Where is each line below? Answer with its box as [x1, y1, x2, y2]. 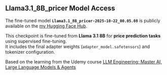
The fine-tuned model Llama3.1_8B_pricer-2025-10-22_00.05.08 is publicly [5, 17, 160, 23]
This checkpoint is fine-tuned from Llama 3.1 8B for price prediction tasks [5, 32, 161, 39]
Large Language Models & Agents [5, 64, 76, 70]
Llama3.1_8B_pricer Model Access [5, 4, 115, 13]
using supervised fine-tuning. [5, 38, 67, 44]
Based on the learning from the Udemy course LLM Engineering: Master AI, [5, 58, 162, 65]
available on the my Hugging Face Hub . [5, 23, 88, 29]
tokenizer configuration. [5, 49, 55, 55]
